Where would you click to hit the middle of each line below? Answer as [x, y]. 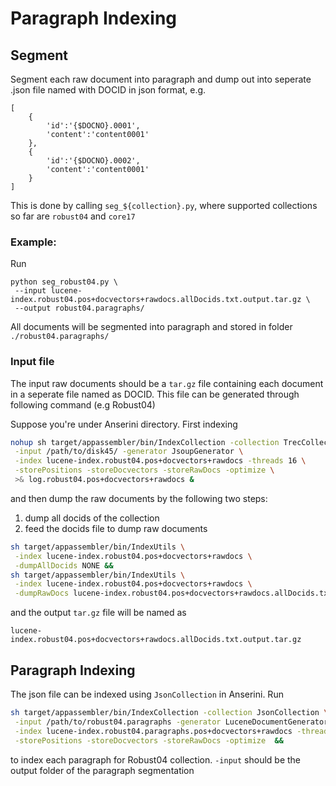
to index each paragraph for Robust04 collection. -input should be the [155, 759]
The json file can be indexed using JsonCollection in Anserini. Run [147, 694]
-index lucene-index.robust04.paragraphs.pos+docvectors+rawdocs [153, 731]
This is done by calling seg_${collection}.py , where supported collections [164, 205]
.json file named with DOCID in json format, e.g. [108, 90]
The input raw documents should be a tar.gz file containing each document [167, 383]
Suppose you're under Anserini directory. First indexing [124, 424]
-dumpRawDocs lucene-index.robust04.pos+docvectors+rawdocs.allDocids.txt [173, 593]
